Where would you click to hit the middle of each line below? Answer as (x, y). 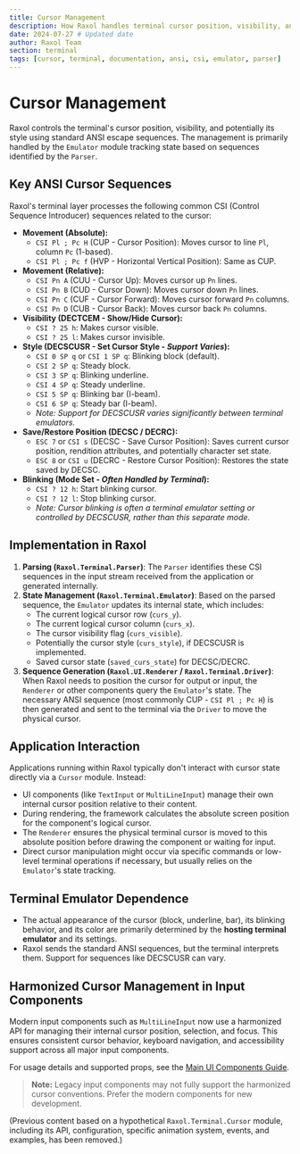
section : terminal (43, 51)
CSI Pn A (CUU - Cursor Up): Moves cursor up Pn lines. (137, 280)
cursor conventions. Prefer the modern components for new (142, 1094)
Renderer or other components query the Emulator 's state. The (137, 690)
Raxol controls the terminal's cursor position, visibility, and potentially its (142, 128)
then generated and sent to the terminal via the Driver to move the (145, 709)
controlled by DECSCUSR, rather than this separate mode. (143, 517)
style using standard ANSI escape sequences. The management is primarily (149, 137)
